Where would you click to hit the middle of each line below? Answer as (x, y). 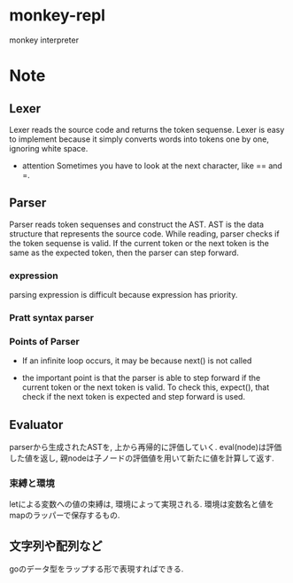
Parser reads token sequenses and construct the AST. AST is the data (136, 224)
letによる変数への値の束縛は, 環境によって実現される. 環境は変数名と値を (142, 504)
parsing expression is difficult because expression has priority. (123, 295)
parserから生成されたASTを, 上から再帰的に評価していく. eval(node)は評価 (146, 447)
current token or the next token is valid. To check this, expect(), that (146, 387)
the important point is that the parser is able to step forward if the (141, 378)
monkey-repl (58, 16)
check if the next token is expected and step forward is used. (134, 397)
